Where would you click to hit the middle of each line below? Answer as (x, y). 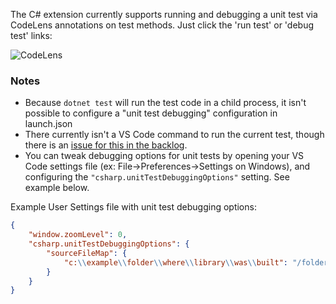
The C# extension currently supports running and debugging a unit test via (164, 14)
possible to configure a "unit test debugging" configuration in (151, 113)
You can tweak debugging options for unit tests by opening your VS (164, 156)
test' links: (31, 35)
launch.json (48, 124)
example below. (57, 188)
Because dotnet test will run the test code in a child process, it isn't (165, 103)
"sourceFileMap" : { (87, 253)
